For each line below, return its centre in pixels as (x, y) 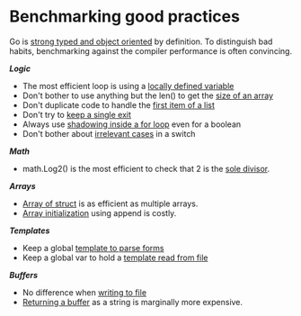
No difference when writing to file (84, 292)
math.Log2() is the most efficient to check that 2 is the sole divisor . (146, 168)
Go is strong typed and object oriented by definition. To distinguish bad (141, 41)
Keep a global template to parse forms (93, 248)
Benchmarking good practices (125, 17)
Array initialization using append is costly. (99, 212)
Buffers (24, 275)
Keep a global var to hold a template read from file (115, 257)
